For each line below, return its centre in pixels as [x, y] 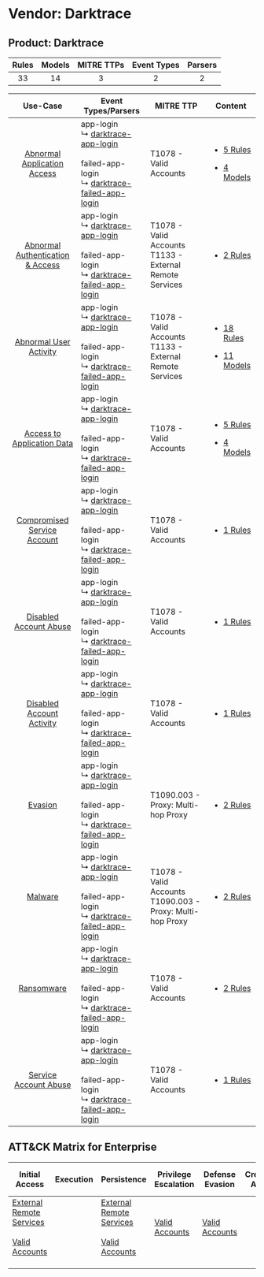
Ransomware [42, 988]
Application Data [42, 443]
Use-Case [42, 106]
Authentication [42, 255]
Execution [74, 1179]
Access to [42, 433]
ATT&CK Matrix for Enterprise [82, 1147]
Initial [30, 1174]
